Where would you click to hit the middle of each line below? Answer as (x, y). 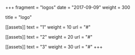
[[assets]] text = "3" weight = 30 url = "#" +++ (54, 47)
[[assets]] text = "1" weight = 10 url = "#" (48, 27)
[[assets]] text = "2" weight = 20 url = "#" (49, 37)
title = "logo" (19, 17)
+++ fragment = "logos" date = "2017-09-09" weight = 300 (68, 7)
